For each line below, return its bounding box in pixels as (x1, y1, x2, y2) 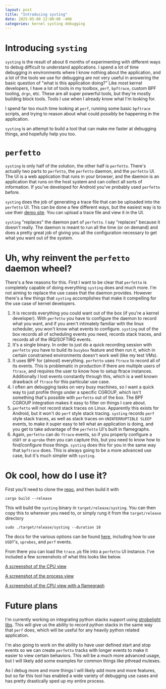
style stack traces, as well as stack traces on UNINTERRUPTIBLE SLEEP (12, 416, 152, 422)
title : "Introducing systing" (5, 12, 68, 17)
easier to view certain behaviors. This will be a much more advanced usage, (5, 652, 161, 658)
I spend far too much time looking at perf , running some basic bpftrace (5, 105, 151, 112)
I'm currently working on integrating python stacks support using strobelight (5, 616, 161, 622)
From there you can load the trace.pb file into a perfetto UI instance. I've (5, 548, 155, 554)
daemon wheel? (5, 263, 72, 274)
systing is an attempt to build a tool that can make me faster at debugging (5, 126, 157, 132)
